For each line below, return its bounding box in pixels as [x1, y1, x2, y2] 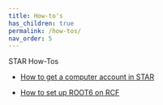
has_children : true [8, 19, 75, 27]
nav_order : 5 [8, 34, 53, 43]
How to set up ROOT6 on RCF [19, 88, 120, 98]
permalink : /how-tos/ [8, 27, 82, 35]
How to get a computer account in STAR [19, 72, 155, 82]
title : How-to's [8, 11, 63, 20]
